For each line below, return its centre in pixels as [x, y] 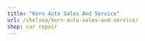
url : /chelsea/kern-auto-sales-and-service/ [73, 20]
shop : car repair [32, 26]
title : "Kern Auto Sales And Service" [63, 14]
